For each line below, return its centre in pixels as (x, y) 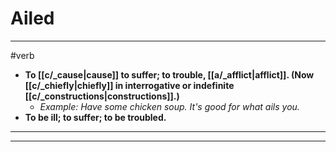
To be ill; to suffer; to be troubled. (95, 117)
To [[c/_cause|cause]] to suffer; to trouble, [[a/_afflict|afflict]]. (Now (169, 74)
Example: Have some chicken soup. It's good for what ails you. (169, 106)
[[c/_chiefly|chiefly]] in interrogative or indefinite (129, 85)
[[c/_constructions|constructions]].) (102, 96)
